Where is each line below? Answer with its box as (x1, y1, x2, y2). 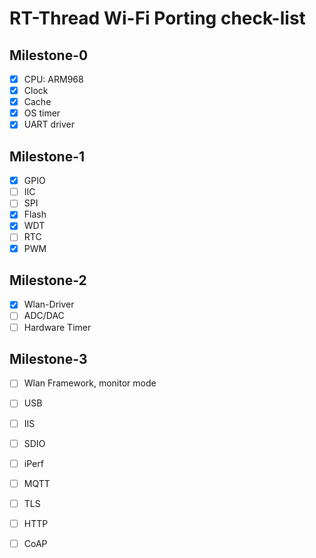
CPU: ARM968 (23, 73, 84, 85)
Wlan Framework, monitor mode (23, 377, 157, 389)
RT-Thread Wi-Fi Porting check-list (9, 7, 306, 30)
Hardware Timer (23, 321, 92, 333)
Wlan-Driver (23, 298, 75, 311)
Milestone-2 (9, 272, 87, 289)
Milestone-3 (9, 350, 88, 367)
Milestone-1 (9, 148, 86, 165)
